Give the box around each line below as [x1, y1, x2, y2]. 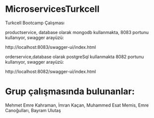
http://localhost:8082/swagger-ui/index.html [5, 68, 96, 75]
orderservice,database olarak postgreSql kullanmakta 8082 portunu [5, 53, 144, 60]
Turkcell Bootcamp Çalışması [5, 20, 65, 26]
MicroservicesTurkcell [5, 3, 100, 15]
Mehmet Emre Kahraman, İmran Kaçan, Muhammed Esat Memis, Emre [5, 102, 149, 108]
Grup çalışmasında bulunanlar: [5, 86, 135, 97]
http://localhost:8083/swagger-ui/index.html [5, 44, 96, 50]
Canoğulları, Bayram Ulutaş [5, 107, 61, 113]
